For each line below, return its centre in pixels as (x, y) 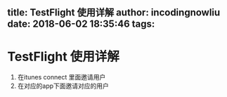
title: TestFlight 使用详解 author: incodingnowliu (114, 13)
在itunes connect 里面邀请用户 (61, 77)
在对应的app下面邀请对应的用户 (63, 86)
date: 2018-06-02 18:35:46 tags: (81, 24)
